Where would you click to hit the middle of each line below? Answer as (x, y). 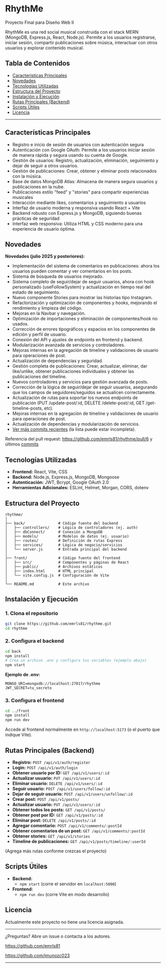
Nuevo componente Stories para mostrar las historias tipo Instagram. (83, 298)
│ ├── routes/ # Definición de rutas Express (64, 541)
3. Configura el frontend (35, 701)
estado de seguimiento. (36, 292)
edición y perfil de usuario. (40, 334)
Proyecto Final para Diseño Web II (40, 22)
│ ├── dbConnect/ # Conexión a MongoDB (54, 532)
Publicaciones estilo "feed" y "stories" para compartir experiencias (81, 192)
